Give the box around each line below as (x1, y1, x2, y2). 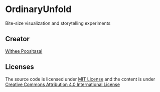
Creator (5, 35, 30, 43)
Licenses (5, 63, 34, 71)
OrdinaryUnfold (5, 4, 72, 15)
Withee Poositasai (5, 48, 43, 54)
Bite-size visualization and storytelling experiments (5, 20, 111, 26)
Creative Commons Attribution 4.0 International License (5, 81, 120, 87)
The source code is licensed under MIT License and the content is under (5, 76, 155, 82)
